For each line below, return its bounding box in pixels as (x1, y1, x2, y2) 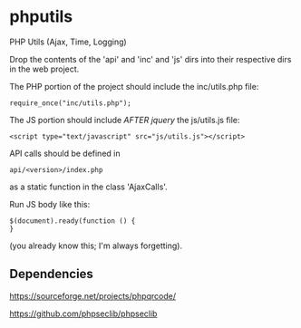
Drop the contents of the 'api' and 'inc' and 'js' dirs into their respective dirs (9, 53, 292, 64)
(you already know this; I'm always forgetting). (9, 240, 183, 251)
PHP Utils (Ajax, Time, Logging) (9, 36, 127, 47)
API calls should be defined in (9, 148, 121, 159)
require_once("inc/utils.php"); (9, 98, 131, 108)
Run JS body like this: (9, 198, 91, 209)
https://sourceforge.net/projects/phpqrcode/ (9, 290, 177, 301)
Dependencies (9, 266, 93, 282)
